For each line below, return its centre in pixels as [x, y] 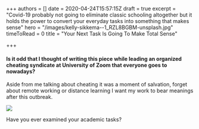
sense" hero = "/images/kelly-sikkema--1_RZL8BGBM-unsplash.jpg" [90, 27]
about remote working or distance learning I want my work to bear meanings [100, 91]
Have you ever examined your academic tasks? [64, 120]
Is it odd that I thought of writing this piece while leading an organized [94, 59]
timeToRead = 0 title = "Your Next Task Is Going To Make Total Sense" [92, 34]
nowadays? [21, 71]
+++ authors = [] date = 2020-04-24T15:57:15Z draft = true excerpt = [91, 9]
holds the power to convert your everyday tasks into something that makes [98, 21]
